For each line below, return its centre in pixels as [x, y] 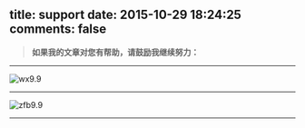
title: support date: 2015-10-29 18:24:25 [126, 15]
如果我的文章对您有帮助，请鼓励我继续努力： [115, 52]
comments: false [58, 30]
